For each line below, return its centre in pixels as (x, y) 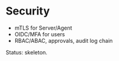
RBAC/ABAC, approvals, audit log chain (63, 40)
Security (28, 11)
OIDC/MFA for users (39, 34)
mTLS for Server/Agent (43, 28)
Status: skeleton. (27, 52)
